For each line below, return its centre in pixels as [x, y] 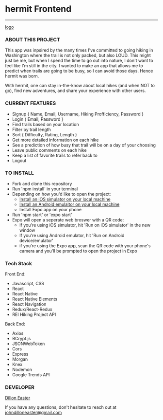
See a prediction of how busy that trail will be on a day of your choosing [84, 145]
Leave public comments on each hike [49, 150]
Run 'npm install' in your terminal [45, 189]
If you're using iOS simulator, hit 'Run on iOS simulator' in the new [85, 225]
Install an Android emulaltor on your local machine [69, 204]
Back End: [15, 324]
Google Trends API [31, 375]
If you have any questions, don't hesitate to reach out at [61, 407]
